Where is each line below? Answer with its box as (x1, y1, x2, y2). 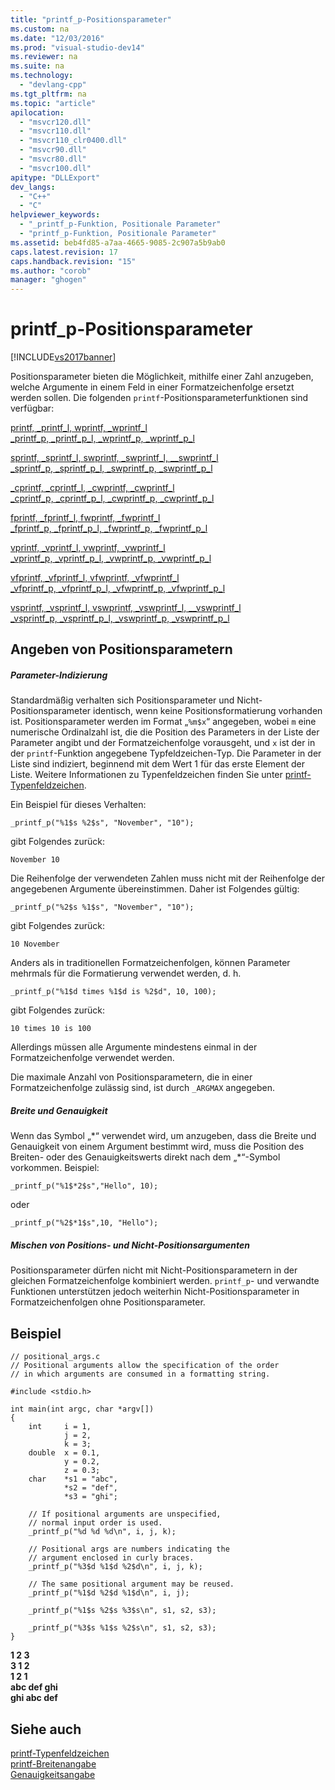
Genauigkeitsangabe (10, 1768, 96, 1780)
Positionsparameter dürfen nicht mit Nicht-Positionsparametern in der (10, 1264, 298, 1276)
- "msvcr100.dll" (19, 163, 92, 173)
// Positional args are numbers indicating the (28, 1544, 230, 1555)
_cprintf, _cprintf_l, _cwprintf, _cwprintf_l (10, 482, 175, 494)
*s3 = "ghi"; (63, 1492, 118, 1502)
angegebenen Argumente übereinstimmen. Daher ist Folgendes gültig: (10, 883, 300, 895)
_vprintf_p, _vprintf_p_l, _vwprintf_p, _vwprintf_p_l (10, 552, 212, 565)
